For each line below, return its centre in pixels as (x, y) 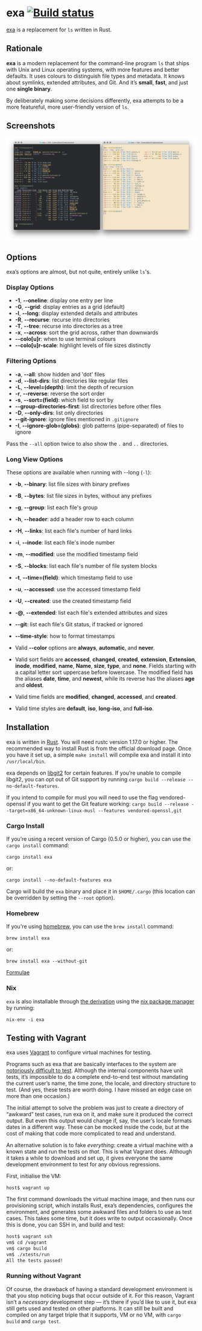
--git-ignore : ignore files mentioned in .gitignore (77, 419)
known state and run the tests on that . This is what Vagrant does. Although (99, 1152)
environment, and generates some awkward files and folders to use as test (99, 1212)
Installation (28, 727)
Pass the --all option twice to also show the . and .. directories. (87, 443)
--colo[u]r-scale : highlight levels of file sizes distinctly (83, 345)
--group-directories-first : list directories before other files (88, 406)
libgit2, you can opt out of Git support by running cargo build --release (96, 779)
